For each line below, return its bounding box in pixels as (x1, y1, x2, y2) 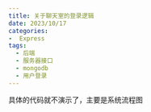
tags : (8, 42, 27, 50)
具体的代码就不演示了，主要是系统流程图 (8, 94, 143, 105)
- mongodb (15, 64, 48, 73)
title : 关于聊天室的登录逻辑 (8, 11, 94, 20)
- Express (8, 34, 45, 43)
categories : (8, 27, 48, 35)
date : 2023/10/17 (8, 19, 67, 27)
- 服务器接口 (15, 57, 54, 65)
